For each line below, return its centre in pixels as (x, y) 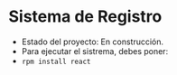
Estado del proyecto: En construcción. (93, 42)
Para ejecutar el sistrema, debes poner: (95, 51)
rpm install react (56, 61)
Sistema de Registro (85, 17)
